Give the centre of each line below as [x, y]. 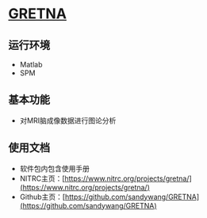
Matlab [31, 65]
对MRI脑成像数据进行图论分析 [68, 120]
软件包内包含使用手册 [54, 168]
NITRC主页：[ [42, 178]
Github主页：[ [42, 197]
